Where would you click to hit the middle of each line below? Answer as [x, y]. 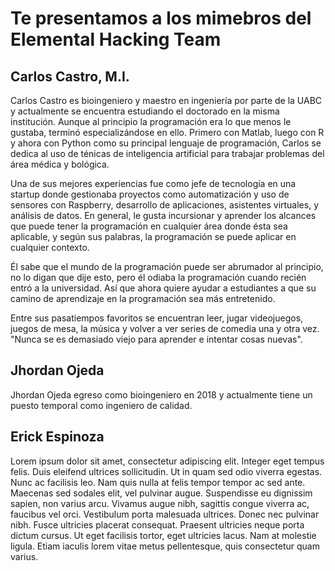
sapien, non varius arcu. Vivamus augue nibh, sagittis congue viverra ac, [160, 503]
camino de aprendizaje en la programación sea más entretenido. [143, 298]
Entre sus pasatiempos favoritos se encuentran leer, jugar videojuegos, [157, 318]
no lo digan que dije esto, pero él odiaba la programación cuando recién [158, 277]
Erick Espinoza [57, 437]
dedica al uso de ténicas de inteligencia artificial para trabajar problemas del [167, 153]
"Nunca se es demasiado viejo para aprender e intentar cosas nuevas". [156, 339]
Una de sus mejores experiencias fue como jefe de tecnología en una [153, 183]
